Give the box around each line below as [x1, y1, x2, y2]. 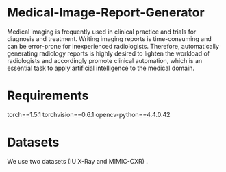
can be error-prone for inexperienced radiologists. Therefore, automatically [7, 42, 219, 50]
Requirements [7, 88, 89, 103]
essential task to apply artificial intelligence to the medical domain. [7, 64, 195, 72]
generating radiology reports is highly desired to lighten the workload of [7, 49, 210, 58]
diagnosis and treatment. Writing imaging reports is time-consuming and [7, 34, 212, 42]
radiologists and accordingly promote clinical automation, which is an [7, 56, 203, 64]
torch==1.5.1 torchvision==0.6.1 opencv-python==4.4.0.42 [7, 110, 171, 119]
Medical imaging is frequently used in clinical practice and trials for [7, 27, 197, 36]
